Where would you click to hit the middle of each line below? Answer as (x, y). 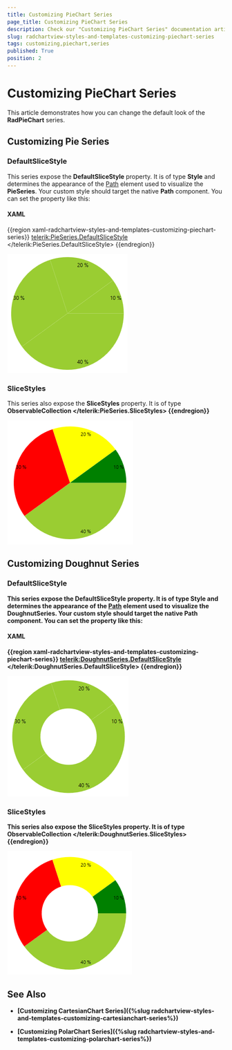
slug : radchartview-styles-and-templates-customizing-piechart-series (111, 37)
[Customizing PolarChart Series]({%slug (77, 1031)
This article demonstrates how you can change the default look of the (106, 112)
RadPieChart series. (36, 120)
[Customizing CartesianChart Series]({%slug (84, 1011)
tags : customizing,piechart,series (58, 44)
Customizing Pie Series (58, 142)
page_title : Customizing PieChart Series (68, 22)
